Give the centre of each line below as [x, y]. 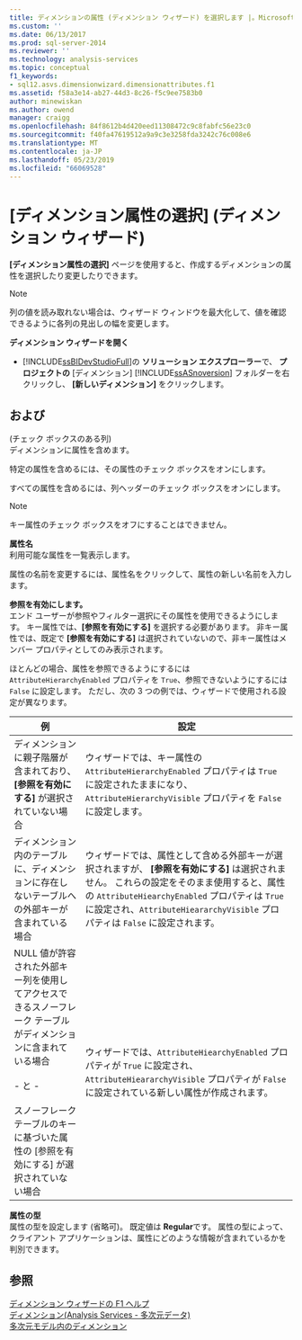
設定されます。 [188, 923]
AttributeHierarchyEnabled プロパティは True [181, 772]
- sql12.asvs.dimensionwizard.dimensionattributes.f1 [112, 85]
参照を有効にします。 [49, 604]
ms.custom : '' [36, 26]
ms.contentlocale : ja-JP [56, 151]
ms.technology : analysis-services [74, 59]
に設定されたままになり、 [139, 785]
